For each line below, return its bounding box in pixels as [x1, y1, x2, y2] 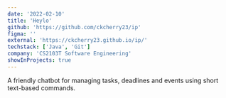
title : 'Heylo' [7, 17, 53, 24]
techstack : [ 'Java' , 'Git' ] [7, 43, 91, 50]
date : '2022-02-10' [7, 10, 65, 18]
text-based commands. [7, 83, 76, 92]
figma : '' [7, 30, 37, 38]
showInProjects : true [7, 57, 72, 64]
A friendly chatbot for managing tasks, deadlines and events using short [7, 76, 219, 85]
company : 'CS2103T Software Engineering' [7, 50, 132, 58]
